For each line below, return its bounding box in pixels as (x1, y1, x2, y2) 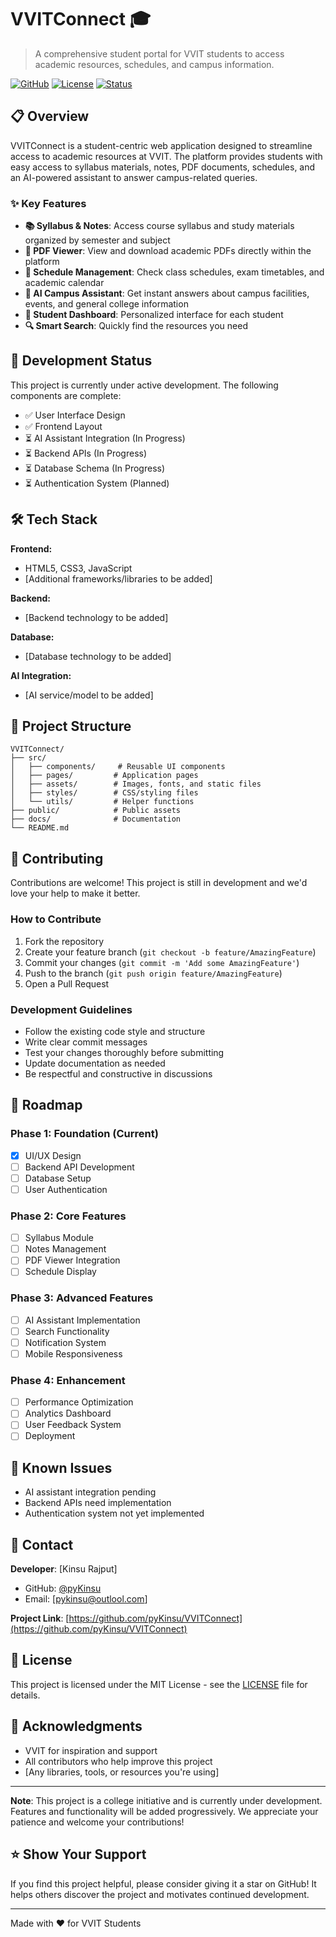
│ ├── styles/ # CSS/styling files (10, 788, 199, 798)
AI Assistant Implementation (24, 1314, 141, 1326)
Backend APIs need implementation (24, 1497, 172, 1509)
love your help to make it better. (10, 887, 141, 900)
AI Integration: (10, 669, 72, 681)
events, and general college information (24, 298, 189, 310)
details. (10, 1689, 41, 1701)
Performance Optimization (24, 1396, 134, 1408)
